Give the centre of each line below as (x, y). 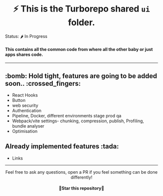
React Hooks (25, 95)
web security (25, 105)
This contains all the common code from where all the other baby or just (79, 49)
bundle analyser (28, 126)
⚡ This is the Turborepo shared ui (81, 9)
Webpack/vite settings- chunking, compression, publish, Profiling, (78, 121)
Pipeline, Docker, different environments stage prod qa (67, 115)
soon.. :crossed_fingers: (43, 83)
